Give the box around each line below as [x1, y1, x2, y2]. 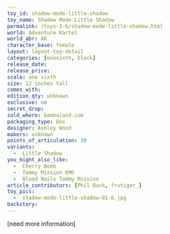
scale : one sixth [7, 73, 57, 81]
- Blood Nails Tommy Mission [13, 175, 99, 182]
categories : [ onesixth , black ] [7, 55, 96, 62]
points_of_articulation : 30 [7, 138, 87, 144]
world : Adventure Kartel [7, 29, 78, 36]
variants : [7, 144, 36, 151]
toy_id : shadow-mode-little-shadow [7, 10, 109, 17]
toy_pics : [7, 188, 36, 195]
